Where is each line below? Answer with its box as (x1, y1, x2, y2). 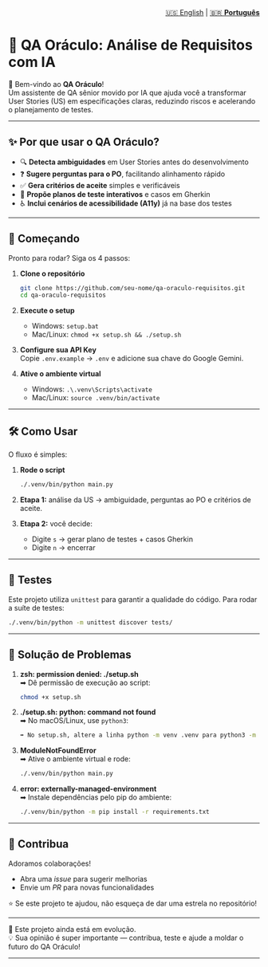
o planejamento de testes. (8, 104, 94, 114)
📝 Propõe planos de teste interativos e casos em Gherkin (19, 189, 211, 199)
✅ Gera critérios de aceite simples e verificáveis (19, 180, 181, 190)
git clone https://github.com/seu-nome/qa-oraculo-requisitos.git (19, 284, 246, 292)
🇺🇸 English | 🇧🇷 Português (165, 8, 260, 17)
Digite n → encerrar (31, 543, 96, 552)
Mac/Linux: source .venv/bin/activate (31, 393, 160, 403)
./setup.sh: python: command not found (19, 707, 156, 717)
